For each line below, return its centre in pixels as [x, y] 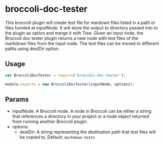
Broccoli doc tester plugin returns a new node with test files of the [72, 38]
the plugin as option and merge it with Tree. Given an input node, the [74, 33]
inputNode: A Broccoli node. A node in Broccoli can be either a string [82, 111]
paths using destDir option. [32, 48]
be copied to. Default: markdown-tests [57, 137]
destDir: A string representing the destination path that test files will [87, 132]
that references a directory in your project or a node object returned [81, 117]
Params [17, 99]
